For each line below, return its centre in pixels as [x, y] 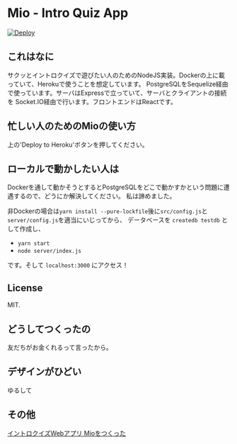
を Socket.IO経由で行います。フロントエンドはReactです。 [92, 101]
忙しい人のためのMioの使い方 [72, 126]
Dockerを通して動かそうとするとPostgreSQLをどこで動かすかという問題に [116, 187]
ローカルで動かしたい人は [63, 169]
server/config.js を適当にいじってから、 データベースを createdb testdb [114, 220]
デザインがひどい [45, 372]
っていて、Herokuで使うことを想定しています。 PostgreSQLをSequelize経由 [118, 84]
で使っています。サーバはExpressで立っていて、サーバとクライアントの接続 [117, 93]
